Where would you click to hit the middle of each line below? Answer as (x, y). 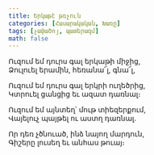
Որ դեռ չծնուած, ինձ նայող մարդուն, (77, 134)
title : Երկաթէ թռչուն (45, 16)
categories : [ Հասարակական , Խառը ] (65, 23)
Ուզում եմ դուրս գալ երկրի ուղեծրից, (77, 86)
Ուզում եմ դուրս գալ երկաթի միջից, (75, 61)
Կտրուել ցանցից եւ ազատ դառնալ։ (75, 94)
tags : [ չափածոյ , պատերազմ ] (54, 31)
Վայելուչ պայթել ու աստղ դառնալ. (73, 119)
